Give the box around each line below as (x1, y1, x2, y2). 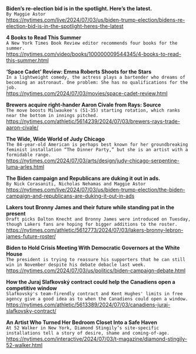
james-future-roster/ (6, 233, 56, 240)
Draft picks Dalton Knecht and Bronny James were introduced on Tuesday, (6, 216, 191, 222)
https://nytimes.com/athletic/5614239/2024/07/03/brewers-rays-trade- (6, 118, 181, 125)
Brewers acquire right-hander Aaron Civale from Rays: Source (6, 101, 161, 108)
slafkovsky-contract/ (6, 308, 57, 314)
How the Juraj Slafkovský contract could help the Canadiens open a (6, 279, 175, 285)
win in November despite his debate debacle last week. (6, 262, 146, 268)
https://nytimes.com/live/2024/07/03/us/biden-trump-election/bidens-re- (6, 16, 185, 23)
